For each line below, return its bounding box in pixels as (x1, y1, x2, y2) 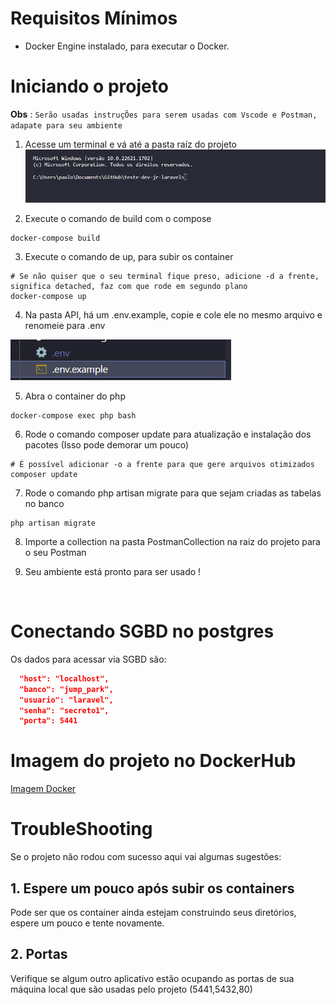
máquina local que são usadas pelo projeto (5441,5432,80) (10, 983, 253, 995)
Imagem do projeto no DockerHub (10, 750, 297, 772)
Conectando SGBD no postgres (10, 620, 275, 643)
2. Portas (10, 946, 68, 963)
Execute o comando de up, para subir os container (24, 250, 234, 262)
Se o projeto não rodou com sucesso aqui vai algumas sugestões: (10, 851, 282, 863)
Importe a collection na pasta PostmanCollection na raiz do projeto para (24, 535, 321, 547)
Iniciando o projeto (10, 75, 169, 98)
